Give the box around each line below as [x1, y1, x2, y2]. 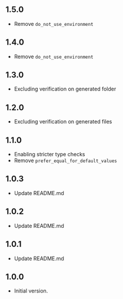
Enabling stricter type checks [14, 151, 85, 158]
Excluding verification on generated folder [14, 85, 117, 93]
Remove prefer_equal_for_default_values [14, 157, 117, 164]
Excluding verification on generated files [14, 118, 112, 125]
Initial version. [14, 287, 48, 294]
